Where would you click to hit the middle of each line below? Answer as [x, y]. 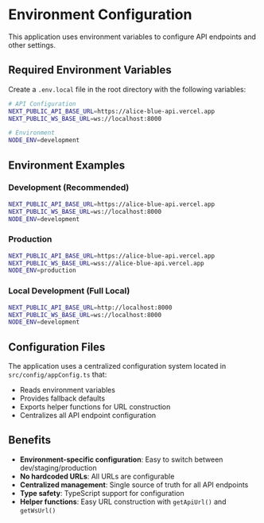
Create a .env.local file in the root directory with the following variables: [127, 89]
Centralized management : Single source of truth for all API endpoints [134, 484]
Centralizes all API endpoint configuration [88, 416]
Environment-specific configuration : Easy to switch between [121, 459]
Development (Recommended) [69, 188]
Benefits [30, 440]
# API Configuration [43, 104]
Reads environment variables [67, 390]
